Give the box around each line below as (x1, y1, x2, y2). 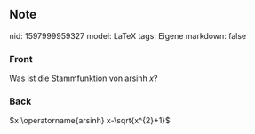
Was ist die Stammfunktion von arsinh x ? (9, 73, 158, 83)
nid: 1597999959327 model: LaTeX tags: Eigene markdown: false (9, 30, 247, 41)
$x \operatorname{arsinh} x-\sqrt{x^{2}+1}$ (9, 115, 171, 126)
